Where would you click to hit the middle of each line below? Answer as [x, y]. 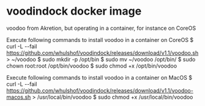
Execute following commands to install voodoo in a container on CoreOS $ [100, 40]
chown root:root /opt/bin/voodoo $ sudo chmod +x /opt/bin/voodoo [92, 66]
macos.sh [19, 97]
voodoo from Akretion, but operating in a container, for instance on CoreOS [101, 28]
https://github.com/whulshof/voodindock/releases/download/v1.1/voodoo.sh [102, 52]
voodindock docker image [74, 11]
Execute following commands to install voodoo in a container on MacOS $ [99, 77]
